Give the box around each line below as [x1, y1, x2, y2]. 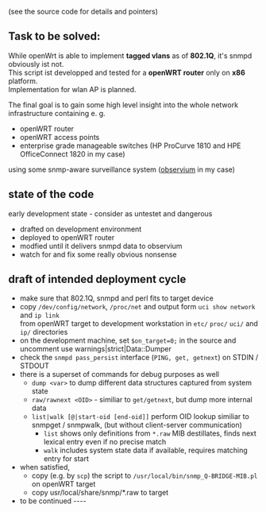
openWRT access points [19, 132, 100, 142]
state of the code [8, 188, 94, 201]
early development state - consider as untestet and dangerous [8, 208, 213, 218]
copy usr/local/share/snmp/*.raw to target [31, 488, 169, 498]
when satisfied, [19, 463, 70, 472]
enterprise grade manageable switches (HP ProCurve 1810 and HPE [19, 141, 241, 150]
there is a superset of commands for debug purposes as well [19, 370, 220, 379]
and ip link [19, 310, 60, 320]
